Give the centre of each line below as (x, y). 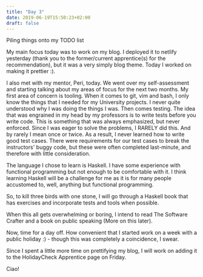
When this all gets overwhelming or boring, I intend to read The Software (97, 215)
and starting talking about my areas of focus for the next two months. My (98, 90)
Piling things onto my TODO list (45, 41)
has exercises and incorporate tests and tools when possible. (83, 203)
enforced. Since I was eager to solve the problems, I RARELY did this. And (98, 128)
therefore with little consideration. (48, 154)
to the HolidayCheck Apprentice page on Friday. (66, 257)
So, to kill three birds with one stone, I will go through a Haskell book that (97, 197)
